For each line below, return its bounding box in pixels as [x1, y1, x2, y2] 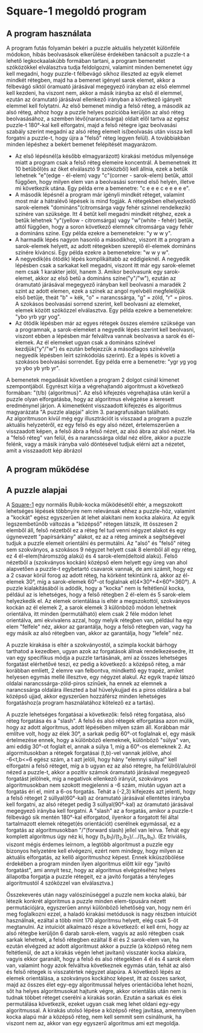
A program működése [6, 464, 89, 475]
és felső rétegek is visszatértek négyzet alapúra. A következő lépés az [6, 968, 181, 975]
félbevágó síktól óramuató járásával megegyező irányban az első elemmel [6, 83, 190, 90]
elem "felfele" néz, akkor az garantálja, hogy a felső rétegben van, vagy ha [6, 623, 192, 630]
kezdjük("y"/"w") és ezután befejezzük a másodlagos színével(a [14, 345, 175, 352]
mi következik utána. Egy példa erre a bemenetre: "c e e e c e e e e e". [14, 184, 190, 192]
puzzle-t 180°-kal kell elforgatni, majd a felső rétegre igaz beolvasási [6, 122, 177, 128]
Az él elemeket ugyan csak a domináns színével [36, 339, 156, 346]
